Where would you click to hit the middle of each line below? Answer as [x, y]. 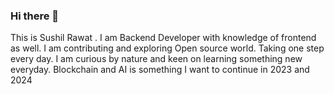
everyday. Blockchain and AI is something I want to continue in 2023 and [160, 70]
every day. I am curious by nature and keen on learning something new [156, 59]
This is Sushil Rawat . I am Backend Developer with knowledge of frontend [163, 38]
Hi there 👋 [35, 16]
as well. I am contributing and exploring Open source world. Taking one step [167, 48]
